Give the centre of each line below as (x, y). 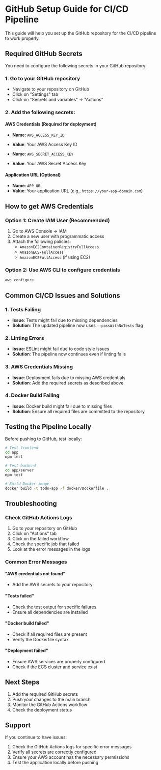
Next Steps (22, 682)
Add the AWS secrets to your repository (52, 585)
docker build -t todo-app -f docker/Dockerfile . (57, 488)
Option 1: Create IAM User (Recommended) (58, 220)
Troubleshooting (31, 504)
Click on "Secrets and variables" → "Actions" (58, 100)
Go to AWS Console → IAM (40, 231)
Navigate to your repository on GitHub (51, 89)
